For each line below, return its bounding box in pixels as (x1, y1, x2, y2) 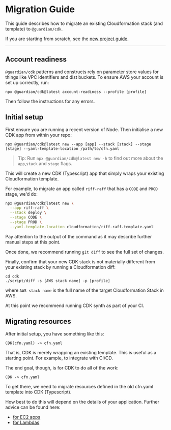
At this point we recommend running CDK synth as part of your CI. (5, 302, 145, 309)
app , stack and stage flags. (17, 160, 72, 166)
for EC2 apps (12, 414, 41, 420)
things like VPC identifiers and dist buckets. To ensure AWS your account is (5, 74, 164, 80)
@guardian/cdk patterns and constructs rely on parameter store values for (5, 69, 159, 75)
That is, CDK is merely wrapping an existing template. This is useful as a (5, 349, 157, 355)
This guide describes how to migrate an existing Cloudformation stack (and (5, 20, 163, 26)
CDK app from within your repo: (5, 132, 72, 138)
